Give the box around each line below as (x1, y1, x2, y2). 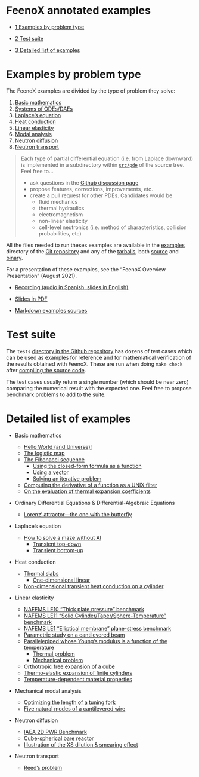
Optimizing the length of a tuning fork (23, 699, 116, 706)
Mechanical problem (32, 656, 83, 663)
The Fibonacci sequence (23, 455, 85, 463)
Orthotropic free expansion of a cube (23, 663, 115, 670)
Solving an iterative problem (32, 475, 102, 482)
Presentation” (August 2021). (6, 272, 77, 279)
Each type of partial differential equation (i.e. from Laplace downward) (20, 155, 194, 162)
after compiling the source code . (6, 366, 86, 374)
